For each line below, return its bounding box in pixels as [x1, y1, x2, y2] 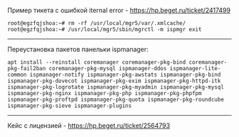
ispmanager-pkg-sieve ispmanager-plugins [7, 102, 132, 109]
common [7, 71, 27, 78]
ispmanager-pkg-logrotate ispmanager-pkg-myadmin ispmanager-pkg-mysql [7, 84, 224, 91]
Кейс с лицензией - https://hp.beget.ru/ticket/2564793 [7, 121, 171, 130]
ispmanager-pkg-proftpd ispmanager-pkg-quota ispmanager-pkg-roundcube [7, 96, 224, 103]
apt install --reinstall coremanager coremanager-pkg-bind [7, 59, 186, 66]
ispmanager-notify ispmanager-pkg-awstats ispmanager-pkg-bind [29, 71, 221, 78]
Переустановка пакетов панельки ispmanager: [7, 45, 149, 53]
